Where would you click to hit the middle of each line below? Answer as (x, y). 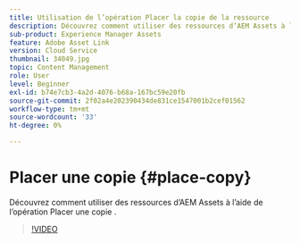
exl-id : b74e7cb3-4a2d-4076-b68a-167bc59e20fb (97, 92)
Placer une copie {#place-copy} (130, 177)
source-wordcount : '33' (54, 117)
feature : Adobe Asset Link (59, 42)
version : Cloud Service (54, 51)
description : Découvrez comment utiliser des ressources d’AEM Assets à (147, 26)
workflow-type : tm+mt (50, 109)
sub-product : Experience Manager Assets (86, 34)
